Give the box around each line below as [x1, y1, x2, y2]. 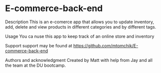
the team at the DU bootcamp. [5, 62, 66, 68]
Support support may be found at [5, 43, 72, 48]
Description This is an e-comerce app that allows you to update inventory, [5, 19, 154, 25]
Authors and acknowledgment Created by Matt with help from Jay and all [5, 57, 153, 63]
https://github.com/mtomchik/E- [73, 43, 138, 48]
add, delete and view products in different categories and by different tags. [5, 24, 157, 29]
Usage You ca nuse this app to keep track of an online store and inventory [5, 33, 155, 39]
